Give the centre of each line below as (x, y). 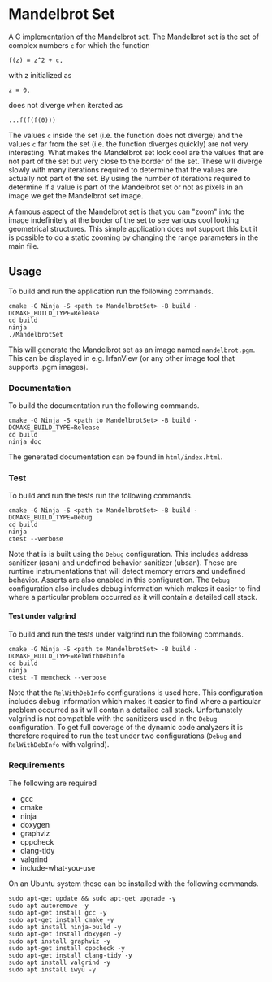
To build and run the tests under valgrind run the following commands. (126, 634)
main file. (24, 245)
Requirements (37, 765)
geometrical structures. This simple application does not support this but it (133, 228)
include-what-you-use (58, 867)
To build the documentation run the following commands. (104, 406)
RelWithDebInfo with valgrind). (59, 744)
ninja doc (25, 442)
